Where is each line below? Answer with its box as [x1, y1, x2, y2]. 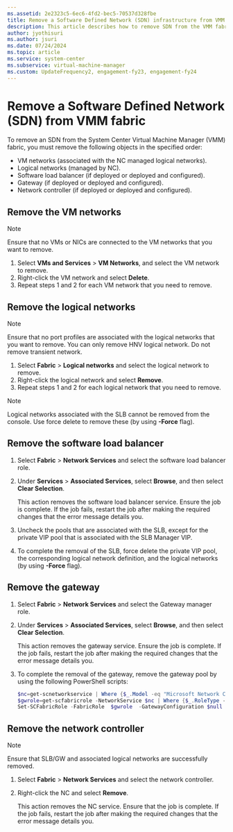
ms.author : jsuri [7, 36, 58, 43]
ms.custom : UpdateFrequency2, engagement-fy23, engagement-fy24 [7, 68, 197, 75]
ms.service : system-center [7, 56, 85, 62]
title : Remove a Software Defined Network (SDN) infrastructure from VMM [7, 17, 225, 24]
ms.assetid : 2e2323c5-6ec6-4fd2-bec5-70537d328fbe [7, 10, 157, 17]
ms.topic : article [7, 49, 60, 56]
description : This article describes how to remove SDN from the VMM [7, 23, 213, 30]
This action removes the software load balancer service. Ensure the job [17, 498, 221, 506]
